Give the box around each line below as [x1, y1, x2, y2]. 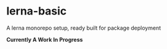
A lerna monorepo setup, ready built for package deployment [6, 24, 161, 31]
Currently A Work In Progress [6, 36, 83, 43]
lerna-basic [6, 4, 67, 18]
